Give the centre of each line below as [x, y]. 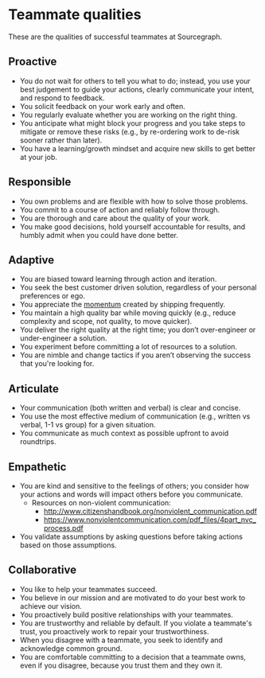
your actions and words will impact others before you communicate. [131, 494]
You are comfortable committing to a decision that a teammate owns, [133, 657]
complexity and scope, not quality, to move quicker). [106, 321]
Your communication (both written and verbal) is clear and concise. [130, 408]
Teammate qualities [75, 15]
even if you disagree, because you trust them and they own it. [121, 665]
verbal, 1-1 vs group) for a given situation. [88, 425]
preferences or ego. [53, 296]
